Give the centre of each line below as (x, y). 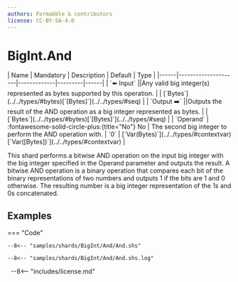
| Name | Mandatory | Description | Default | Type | (82, 75)
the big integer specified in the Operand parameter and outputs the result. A (119, 163)
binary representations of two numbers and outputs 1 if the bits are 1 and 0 (117, 178)
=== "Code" (25, 233)
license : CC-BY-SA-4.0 (41, 21)
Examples (29, 216)
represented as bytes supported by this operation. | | (85, 94)
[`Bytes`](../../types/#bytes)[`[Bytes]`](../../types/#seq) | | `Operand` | (108, 119)
